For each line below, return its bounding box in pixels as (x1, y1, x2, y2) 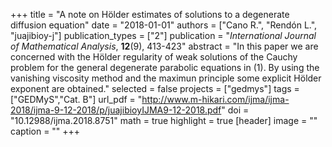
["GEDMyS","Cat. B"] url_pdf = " (10, 94, 143, 105)
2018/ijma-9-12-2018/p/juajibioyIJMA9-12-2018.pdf (10, 104, 222, 116)
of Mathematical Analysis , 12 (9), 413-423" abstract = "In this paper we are (10, 40, 319, 52)
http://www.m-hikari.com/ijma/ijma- (141, 94, 290, 105)
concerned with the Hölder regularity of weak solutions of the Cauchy (10, 51, 298, 63)
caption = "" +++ (10, 125, 81, 137)
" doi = (221, 104, 250, 116)
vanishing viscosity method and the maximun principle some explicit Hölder (10, 72, 322, 84)
